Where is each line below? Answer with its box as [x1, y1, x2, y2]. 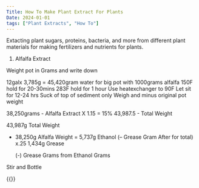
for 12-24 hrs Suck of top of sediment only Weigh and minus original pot [6, 92, 187, 99]
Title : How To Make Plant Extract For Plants [6, 9, 123, 15]
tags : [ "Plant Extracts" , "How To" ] [6, 20, 99, 26]
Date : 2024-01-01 [6, 15, 50, 21]
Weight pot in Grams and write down [6, 67, 98, 74]
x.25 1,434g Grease [15, 140, 65, 147]
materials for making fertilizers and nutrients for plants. [6, 43, 144, 50]
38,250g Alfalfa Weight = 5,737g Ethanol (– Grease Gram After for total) [15, 133, 194, 141]
